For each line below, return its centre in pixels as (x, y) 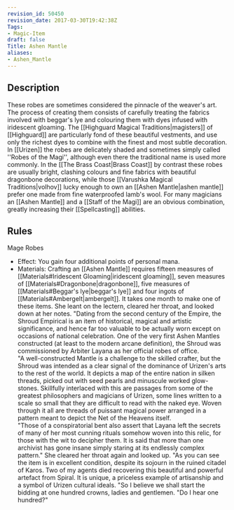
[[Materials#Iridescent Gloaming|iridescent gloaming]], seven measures (121, 276)
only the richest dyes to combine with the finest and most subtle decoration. (117, 142)
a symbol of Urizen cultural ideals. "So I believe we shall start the (111, 485)
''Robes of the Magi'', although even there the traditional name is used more (117, 157)
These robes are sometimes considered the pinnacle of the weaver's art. (112, 105)
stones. (28, 388)
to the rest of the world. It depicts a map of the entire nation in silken (116, 373)
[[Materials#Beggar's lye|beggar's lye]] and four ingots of (101, 291)
